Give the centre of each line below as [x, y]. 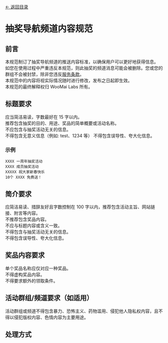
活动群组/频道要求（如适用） [49, 298]
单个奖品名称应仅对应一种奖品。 [38, 268]
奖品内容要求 [25, 255]
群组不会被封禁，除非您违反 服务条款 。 [44, 74]
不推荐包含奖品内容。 [27, 219]
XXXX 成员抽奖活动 [22, 167]
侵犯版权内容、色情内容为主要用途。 [51, 317]
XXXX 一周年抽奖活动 [24, 162]
